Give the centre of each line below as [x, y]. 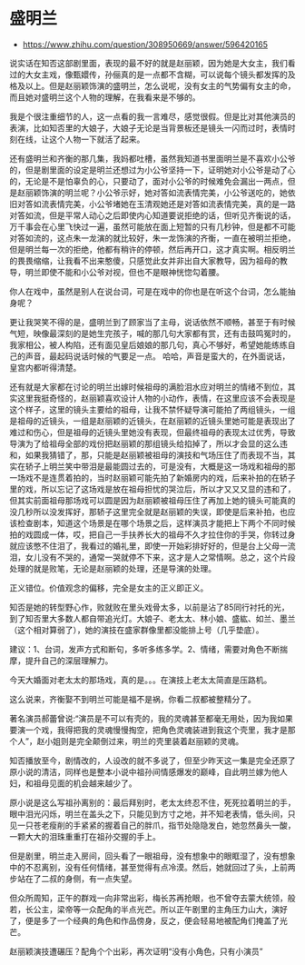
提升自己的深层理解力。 [69, 661]
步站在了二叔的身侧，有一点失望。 [73, 879]
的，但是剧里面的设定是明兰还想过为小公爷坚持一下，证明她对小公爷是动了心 [152, 170]
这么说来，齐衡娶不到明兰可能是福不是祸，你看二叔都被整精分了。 [133, 699]
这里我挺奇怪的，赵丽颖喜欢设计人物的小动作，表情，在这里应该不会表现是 [156, 398]
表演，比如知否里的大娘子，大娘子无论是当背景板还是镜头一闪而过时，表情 [148, 127]
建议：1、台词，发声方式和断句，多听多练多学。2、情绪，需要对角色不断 [145, 649]
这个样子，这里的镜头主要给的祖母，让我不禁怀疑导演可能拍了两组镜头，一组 [152, 409]
